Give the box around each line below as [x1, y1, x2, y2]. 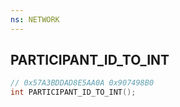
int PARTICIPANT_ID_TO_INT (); [10, 87, 137, 98]
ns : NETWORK [10, 14, 60, 25]
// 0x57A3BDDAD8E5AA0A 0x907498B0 [10, 78, 155, 88]
